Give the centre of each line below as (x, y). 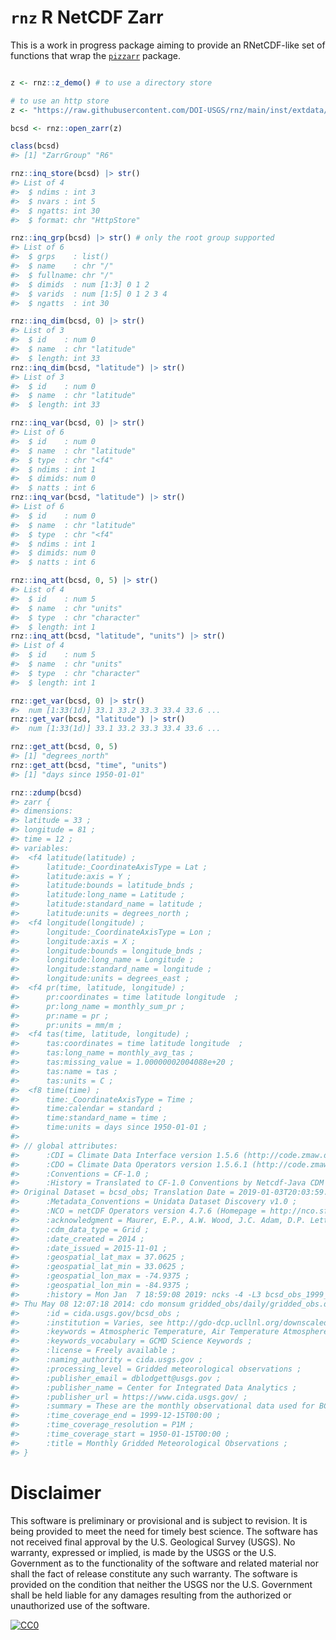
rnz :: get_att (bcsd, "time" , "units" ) (89, 765)
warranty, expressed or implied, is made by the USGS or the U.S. (143, 1552)
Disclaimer (56, 1492)
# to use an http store (60, 101)
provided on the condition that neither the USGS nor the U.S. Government (161, 1584)
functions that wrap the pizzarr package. (95, 55)
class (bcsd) (35, 146)
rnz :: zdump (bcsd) (46, 792)
